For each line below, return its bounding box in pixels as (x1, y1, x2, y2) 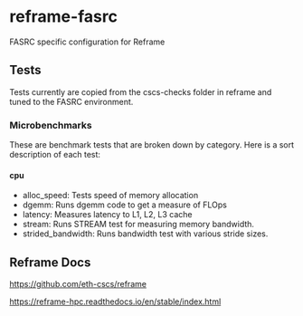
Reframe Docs (9, 254, 91, 270)
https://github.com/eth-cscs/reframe (9, 279, 147, 290)
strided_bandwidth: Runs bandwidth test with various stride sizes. (22, 228, 269, 239)
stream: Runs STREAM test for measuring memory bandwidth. (22, 219, 255, 230)
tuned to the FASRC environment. (9, 96, 134, 107)
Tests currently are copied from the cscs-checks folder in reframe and (9, 86, 272, 97)
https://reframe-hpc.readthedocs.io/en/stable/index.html (9, 296, 222, 307)
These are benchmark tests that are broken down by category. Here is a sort (9, 139, 295, 150)
